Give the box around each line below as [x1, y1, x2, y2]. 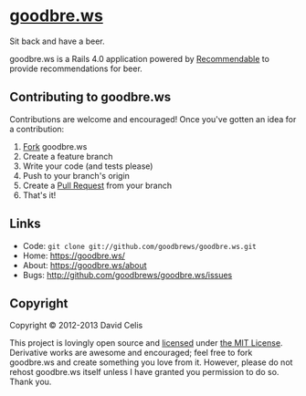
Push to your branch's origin [22, 170, 131, 181]
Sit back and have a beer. [9, 36, 105, 47]
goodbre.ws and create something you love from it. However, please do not [9, 357, 293, 368]
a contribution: [9, 123, 65, 134]
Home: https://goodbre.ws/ [22, 250, 126, 261]
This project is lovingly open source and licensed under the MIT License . [9, 338, 283, 349]
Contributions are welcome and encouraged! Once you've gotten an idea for [9, 113, 297, 124]
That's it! [22, 189, 57, 201]
